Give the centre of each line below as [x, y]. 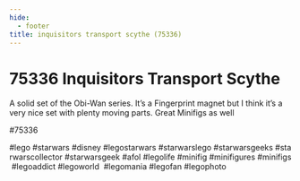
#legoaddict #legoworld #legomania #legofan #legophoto [119, 167]
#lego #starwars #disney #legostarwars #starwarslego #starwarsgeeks [141, 148]
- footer [34, 26]
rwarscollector [36, 157]
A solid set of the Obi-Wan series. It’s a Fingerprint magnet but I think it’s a [146, 103]
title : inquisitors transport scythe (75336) [95, 34]
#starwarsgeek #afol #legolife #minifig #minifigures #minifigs [178, 157]
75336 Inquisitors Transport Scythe [145, 78]
